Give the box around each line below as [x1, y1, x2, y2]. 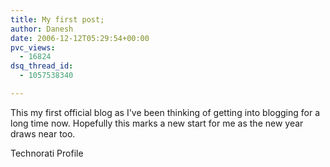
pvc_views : [10, 42, 56, 53]
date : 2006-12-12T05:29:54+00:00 [10, 33, 150, 43]
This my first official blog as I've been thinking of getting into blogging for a [10, 106, 321, 118]
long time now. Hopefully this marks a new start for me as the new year [10, 117, 304, 129]
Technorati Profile [10, 147, 84, 159]
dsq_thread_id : [10, 61, 74, 71]
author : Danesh [10, 24, 74, 34]
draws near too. [10, 127, 76, 140]
